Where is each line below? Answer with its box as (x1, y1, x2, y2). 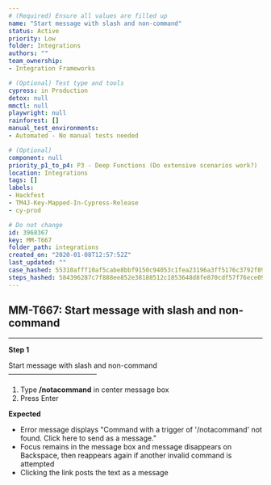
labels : (8, 183, 35, 192)
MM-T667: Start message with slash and (8, 304, 217, 318)
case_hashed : (8, 266, 52, 274)
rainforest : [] (8, 116, 60, 125)
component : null (8, 154, 63, 162)
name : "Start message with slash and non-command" (8, 19, 182, 27)
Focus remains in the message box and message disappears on (19, 442, 232, 452)
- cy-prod (8, 206, 42, 214)
